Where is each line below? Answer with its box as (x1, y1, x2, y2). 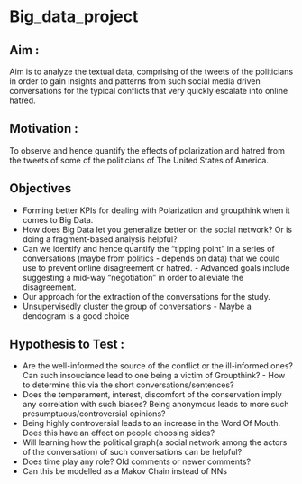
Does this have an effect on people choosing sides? (22, 427, 215, 439)
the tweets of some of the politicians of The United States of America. (9, 154, 269, 165)
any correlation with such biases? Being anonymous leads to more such (22, 399, 290, 410)
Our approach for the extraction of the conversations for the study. (22, 291, 270, 302)
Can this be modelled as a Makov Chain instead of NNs (22, 466, 228, 477)
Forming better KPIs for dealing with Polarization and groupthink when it (22, 205, 290, 216)
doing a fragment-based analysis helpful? (22, 233, 178, 245)
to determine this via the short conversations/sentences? (22, 379, 234, 390)
